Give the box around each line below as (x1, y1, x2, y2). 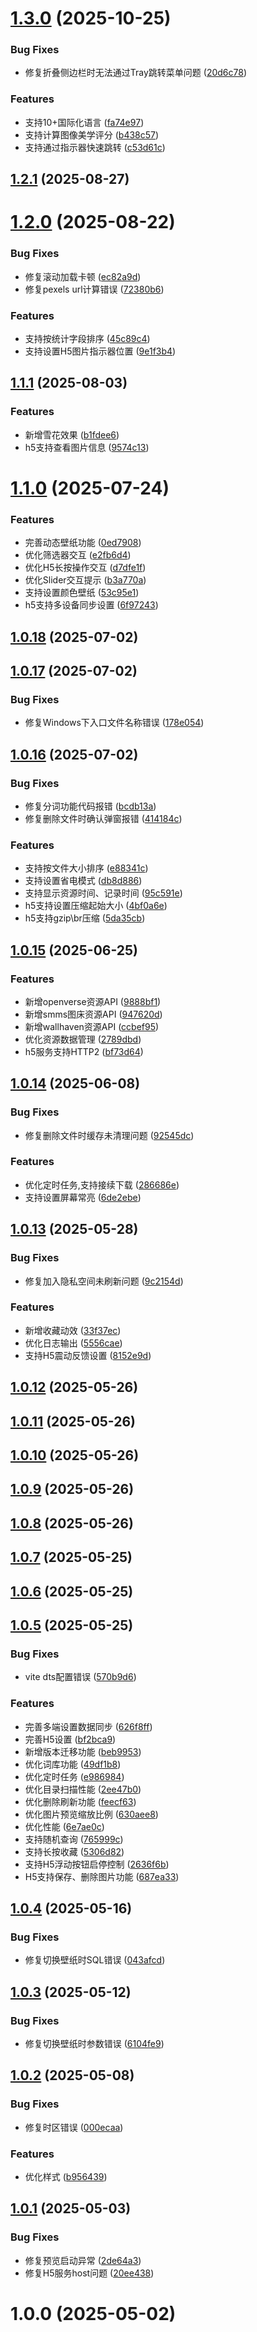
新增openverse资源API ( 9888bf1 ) (24, 995, 162, 1007)
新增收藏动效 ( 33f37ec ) (24, 1324, 122, 1336)
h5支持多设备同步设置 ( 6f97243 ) (24, 599, 159, 611)
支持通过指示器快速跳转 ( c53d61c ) (24, 141, 166, 153)
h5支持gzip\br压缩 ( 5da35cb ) (24, 912, 146, 924)
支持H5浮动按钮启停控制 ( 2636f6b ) (24, 1858, 170, 1870)
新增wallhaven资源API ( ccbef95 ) (24, 1020, 160, 1032)
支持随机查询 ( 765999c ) (24, 1833, 124, 1845)
